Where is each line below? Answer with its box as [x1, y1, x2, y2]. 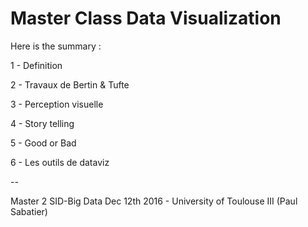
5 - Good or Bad [10, 137, 77, 149]
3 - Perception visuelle [10, 98, 104, 110]
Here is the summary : [10, 40, 102, 52]
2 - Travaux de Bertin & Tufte [10, 78, 130, 91]
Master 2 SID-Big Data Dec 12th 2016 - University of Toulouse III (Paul [10, 195, 298, 207]
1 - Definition [10, 59, 63, 71]
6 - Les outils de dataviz [10, 156, 110, 168]
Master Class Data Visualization [10, 7, 282, 30]
